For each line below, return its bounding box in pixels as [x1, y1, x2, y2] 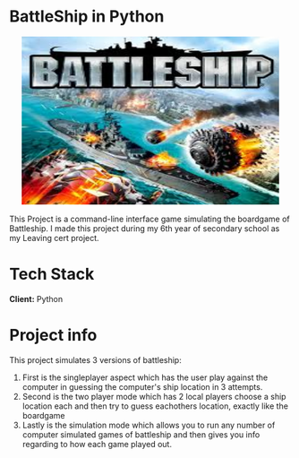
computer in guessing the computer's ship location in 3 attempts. [21, 381, 263, 392]
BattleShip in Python [9, 6, 165, 27]
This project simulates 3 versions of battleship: [9, 354, 182, 365]
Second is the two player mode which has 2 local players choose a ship [21, 391, 286, 402]
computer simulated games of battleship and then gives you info [21, 428, 261, 440]
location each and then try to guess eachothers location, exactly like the [21, 401, 289, 411]
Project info [9, 325, 98, 346]
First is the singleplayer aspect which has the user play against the [21, 372, 269, 383]
